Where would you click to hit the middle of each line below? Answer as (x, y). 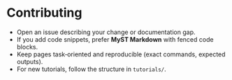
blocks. (27, 47)
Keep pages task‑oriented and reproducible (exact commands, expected (121, 54)
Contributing (44, 13)
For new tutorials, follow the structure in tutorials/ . (91, 69)
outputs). (30, 61)
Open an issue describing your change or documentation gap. (106, 32)
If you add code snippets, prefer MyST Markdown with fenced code (115, 39)
